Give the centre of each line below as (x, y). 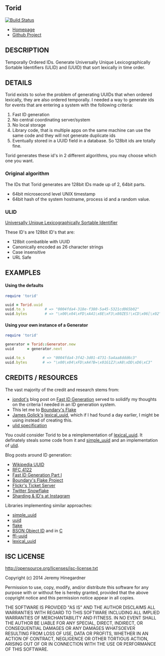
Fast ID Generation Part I (37, 475)
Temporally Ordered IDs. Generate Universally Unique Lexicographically (78, 62)
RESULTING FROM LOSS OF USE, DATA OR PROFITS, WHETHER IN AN (77, 634)
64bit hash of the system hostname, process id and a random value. (81, 199)
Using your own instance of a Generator (47, 325)
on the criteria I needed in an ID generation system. (64, 404)
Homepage (24, 30)
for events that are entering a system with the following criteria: (69, 105)
